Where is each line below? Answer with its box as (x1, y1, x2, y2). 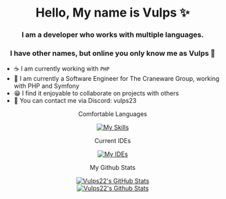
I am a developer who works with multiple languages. (21, 30, 204, 39)
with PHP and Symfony (13, 82, 79, 91)
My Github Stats (89, 164, 136, 172)
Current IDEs (94, 137, 131, 145)
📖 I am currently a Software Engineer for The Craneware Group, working (13, 75, 220, 83)
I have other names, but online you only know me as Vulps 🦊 (10, 48, 216, 58)
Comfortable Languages (78, 110, 147, 118)
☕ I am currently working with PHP (13, 64, 110, 73)
